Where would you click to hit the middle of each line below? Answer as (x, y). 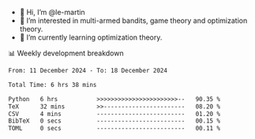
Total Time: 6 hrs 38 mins (52, 85)
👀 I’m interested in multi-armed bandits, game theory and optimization (133, 21)
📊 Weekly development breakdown (66, 53)
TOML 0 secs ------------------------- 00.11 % (114, 129)
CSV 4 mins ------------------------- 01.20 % (114, 114)
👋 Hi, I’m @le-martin (52, 12)
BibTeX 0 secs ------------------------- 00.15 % (114, 121)
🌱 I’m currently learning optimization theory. (91, 37)
